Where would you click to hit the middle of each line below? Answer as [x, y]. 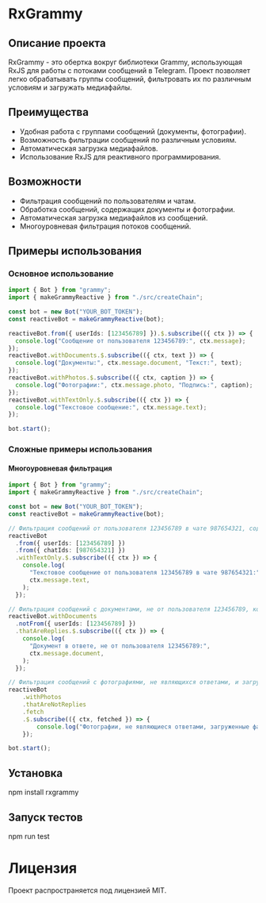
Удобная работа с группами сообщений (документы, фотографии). [133, 131]
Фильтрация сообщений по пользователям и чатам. [108, 201]
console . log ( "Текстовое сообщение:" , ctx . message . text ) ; [111, 407]
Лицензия [43, 868]
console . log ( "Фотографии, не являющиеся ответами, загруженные [143, 727]
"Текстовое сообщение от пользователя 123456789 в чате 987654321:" [144, 573]
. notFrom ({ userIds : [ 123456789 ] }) [76, 624]
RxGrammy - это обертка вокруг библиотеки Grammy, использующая [125, 62]
